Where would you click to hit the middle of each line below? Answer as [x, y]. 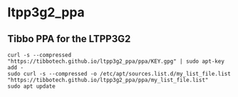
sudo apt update [31, 86]
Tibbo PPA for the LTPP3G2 [69, 39]
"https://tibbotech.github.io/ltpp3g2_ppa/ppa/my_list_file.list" [108, 80]
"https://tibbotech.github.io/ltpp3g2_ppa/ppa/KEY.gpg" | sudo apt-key [116, 61]
